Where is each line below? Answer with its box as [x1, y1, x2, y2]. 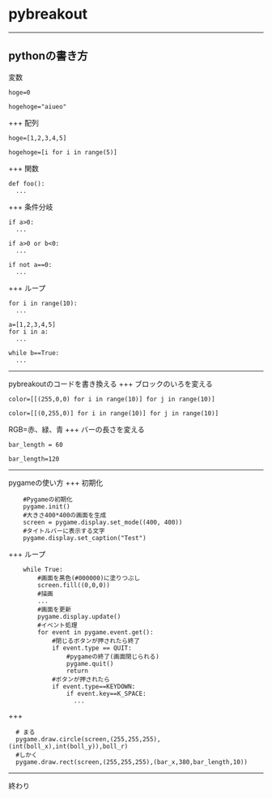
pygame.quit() [66, 659, 114, 667]
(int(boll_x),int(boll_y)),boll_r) [8, 742, 129, 750]
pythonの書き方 [8, 49, 88, 63]
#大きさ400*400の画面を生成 [23, 511, 107, 519]
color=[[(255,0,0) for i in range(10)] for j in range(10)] [8, 395, 216, 403]
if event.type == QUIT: [51, 644, 132, 652]
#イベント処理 [37, 621, 78, 629]
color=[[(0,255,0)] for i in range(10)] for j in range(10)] [8, 409, 219, 418]
